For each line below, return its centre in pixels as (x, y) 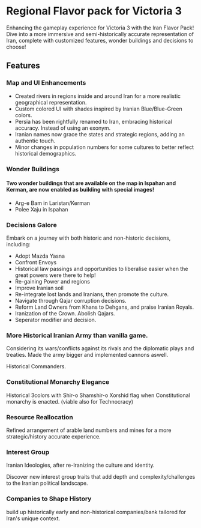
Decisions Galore (31, 225)
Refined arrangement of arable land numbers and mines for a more (89, 430)
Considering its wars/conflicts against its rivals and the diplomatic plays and (100, 348)
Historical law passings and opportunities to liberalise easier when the (101, 269)
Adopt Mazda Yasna (40, 256)
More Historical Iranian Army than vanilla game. (77, 335)
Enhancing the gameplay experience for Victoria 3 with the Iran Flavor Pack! (100, 28)
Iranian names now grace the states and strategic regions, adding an (100, 134)
